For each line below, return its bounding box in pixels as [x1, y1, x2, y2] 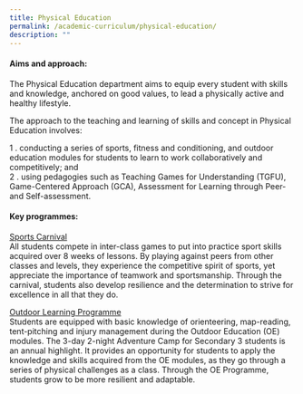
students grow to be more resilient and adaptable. [9, 373, 196, 385]
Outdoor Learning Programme [9, 306, 122, 317]
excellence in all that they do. [9, 289, 119, 300]
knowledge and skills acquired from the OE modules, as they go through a [9, 354, 286, 365]
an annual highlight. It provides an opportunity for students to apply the [9, 345, 276, 356]
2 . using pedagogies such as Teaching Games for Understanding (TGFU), [9, 171, 287, 182]
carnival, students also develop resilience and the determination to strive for [9, 279, 294, 290]
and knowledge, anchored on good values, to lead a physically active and [9, 88, 284, 99]
